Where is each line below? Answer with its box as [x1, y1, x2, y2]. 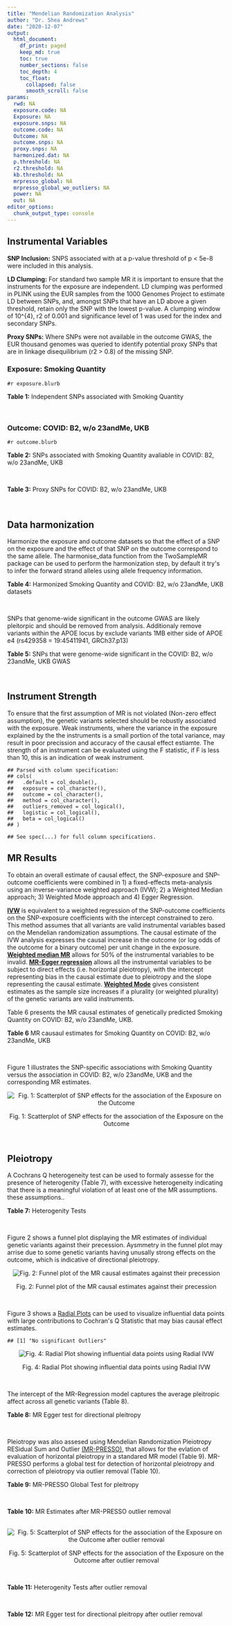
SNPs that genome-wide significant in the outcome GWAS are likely [7, 614, 200, 623]
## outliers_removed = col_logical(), [7, 803, 126, 810]
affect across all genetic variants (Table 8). [7, 1398, 130, 1406]
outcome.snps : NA [13, 139, 64, 146]
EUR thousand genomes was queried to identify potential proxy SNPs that [7, 340, 218, 348]
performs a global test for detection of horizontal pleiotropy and [32, 1460, 215, 1468]
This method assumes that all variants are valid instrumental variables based [7, 921, 226, 929]
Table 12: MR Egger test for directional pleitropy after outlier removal [7, 1610, 203, 1619]
